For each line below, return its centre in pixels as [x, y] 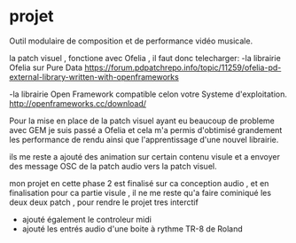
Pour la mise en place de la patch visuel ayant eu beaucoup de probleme [142, 121]
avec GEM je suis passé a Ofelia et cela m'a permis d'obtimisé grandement [146, 129]
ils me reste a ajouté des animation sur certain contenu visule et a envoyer [145, 156]
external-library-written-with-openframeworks [94, 76]
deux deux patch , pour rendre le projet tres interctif [104, 202]
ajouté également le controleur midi [87, 219]
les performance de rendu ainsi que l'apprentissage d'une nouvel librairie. [144, 139]
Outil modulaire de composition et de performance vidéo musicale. [131, 41]
